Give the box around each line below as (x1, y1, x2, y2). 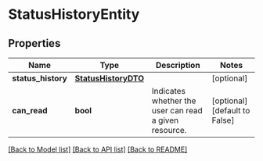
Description (155, 60, 201, 70)
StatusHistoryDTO (74, 73, 145, 84)
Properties (8, 37, 61, 50)
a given (151, 115, 178, 126)
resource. (151, 125, 187, 135)
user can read (151, 106, 204, 116)
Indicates (151, 86, 186, 96)
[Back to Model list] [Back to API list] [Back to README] (8, 145, 188, 154)
